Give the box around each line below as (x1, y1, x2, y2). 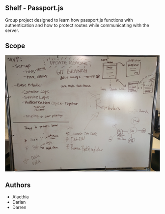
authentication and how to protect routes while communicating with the (5, 22, 149, 28)
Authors (5, 181, 31, 189)
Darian (12, 199, 26, 205)
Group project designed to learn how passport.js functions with (5, 17, 134, 23)
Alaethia (12, 194, 29, 200)
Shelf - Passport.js (5, 4, 64, 12)
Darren (12, 204, 27, 211)
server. (5, 27, 20, 33)
